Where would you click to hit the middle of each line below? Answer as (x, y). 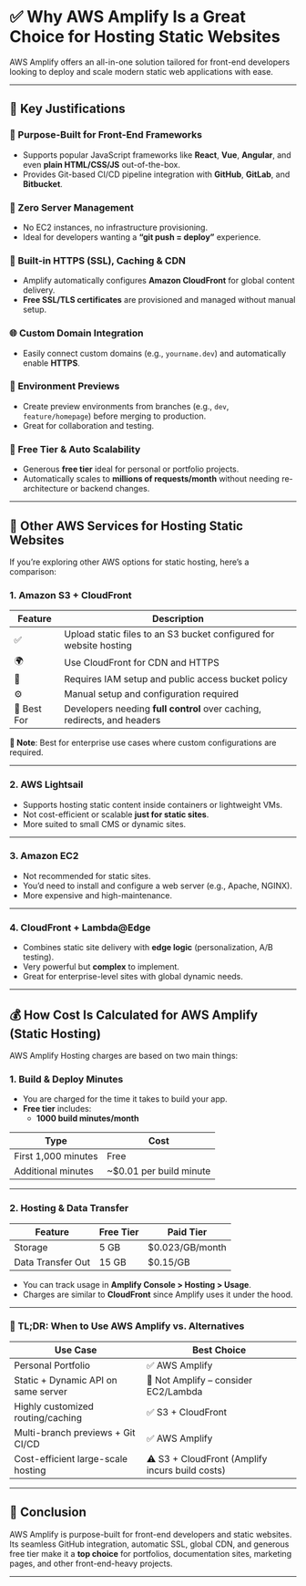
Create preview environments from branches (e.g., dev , (126, 406)
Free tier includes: (57, 1109)
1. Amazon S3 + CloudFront (71, 595)
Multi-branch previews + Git (75, 1432)
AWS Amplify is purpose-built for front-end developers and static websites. (151, 1534)
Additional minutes (54, 1171)
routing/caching (48, 1417)
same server (41, 1391)
